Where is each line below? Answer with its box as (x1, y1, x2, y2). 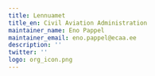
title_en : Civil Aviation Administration (8, 19, 148, 27)
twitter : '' (8, 48, 48, 56)
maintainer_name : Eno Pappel (8, 26, 105, 34)
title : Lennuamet (8, 11, 66, 20)
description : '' (8, 41, 62, 49)
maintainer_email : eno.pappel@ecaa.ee (8, 33, 137, 42)
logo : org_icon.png (8, 56, 73, 64)
